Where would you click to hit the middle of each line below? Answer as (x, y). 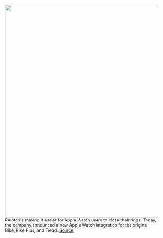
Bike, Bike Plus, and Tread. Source (39, 230)
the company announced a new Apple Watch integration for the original (76, 225)
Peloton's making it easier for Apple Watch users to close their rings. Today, (81, 220)
